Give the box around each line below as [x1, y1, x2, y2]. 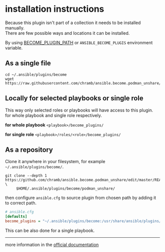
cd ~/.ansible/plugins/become [5, 72, 67, 77]
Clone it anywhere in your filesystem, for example [5, 159, 106, 165]
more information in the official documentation [5, 242, 99, 248]
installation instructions [5, 3, 105, 15]
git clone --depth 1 [5, 173, 48, 178]
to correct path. [5, 200, 37, 206]
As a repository [5, 145, 53, 154]
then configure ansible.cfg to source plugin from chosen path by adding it [5, 195, 156, 201]
